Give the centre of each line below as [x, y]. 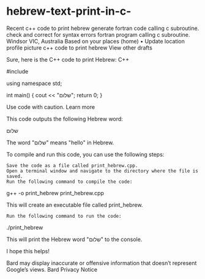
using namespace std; [34, 83]
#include [17, 71]
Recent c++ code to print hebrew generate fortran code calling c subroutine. [103, 28]
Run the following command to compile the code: [69, 182]
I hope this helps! [28, 251]
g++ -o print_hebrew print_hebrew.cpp [55, 193]
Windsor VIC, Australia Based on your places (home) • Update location [96, 41]
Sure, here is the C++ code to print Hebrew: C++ [68, 59]
